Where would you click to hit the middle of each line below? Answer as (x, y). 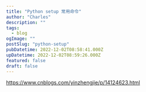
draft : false (22, 66)
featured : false (26, 60)
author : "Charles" (28, 17)
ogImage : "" (21, 39)
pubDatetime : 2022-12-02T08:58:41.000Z (55, 50)
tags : (13, 28)
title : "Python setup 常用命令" (44, 11)
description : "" (26, 22)
